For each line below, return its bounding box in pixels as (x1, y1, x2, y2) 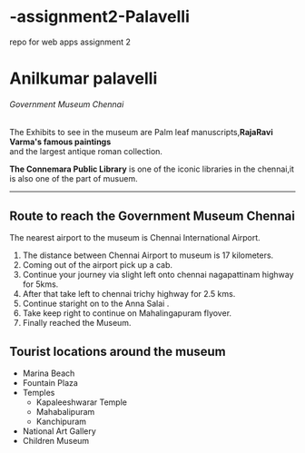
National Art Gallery (22, 425, 97, 437)
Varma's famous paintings (9, 136, 112, 147)
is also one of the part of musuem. (9, 173, 138, 184)
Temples (22, 387, 55, 398)
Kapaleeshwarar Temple (35, 397, 127, 408)
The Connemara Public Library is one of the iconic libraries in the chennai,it (9, 163, 295, 174)
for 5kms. (22, 279, 59, 290)
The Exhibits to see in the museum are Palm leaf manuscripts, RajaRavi (9, 127, 274, 138)
